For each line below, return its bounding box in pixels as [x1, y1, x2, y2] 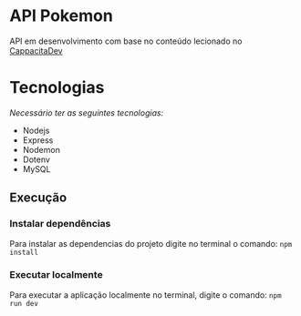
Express [22, 134, 54, 146]
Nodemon [22, 144, 61, 155]
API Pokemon [9, 5, 114, 26]
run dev [9, 299, 39, 308]
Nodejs [22, 125, 50, 136]
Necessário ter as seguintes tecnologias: [9, 107, 164, 118]
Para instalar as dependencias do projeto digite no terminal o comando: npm [9, 238, 293, 249]
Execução [9, 190, 67, 206]
